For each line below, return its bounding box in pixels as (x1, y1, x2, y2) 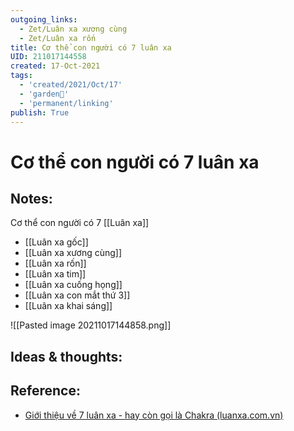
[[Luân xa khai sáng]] (24, 300, 113, 312)
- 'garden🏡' (19, 89, 70, 99)
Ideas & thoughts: (10, 348, 123, 365)
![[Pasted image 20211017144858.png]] (10, 319, 172, 331)
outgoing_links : (10, 14, 78, 25)
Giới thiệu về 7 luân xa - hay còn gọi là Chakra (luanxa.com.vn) (24, 409, 284, 421)
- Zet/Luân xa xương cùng (19, 24, 128, 34)
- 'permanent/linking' (19, 98, 114, 108)
